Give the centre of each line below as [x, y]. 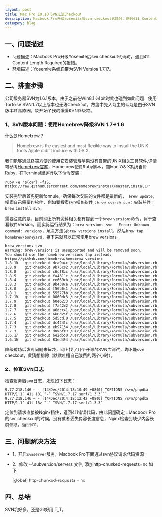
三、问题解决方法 [31, 441]
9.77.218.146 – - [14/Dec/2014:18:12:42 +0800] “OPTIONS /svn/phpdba [77, 399]
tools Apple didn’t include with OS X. [53, 151]
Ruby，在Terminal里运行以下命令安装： [44, 173]
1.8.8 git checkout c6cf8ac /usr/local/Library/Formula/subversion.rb [81, 272]
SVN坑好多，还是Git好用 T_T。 [36, 510]
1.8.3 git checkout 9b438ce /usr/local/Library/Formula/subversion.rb [81, 285]
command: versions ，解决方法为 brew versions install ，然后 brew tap [74, 231]
